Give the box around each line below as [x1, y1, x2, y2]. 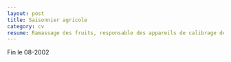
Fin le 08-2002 [7, 48, 49, 56]
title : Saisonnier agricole [7, 17, 88, 23]
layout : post [7, 10, 45, 17]
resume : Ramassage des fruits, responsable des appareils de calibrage [7, 29, 217, 37]
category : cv [7, 23, 45, 30]
